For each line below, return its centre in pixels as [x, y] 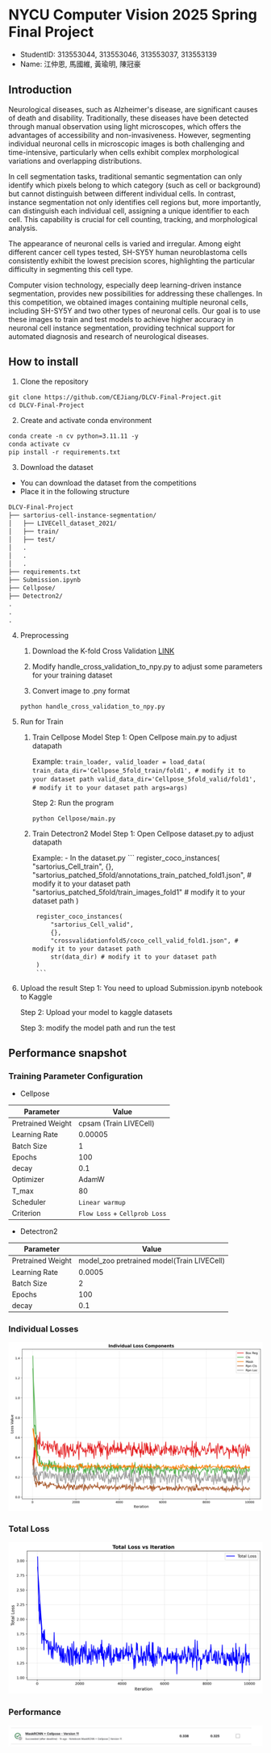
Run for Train [42, 721]
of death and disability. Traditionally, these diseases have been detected [128, 118]
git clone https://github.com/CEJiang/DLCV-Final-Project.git [115, 397]
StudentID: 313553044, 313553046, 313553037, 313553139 [119, 54]
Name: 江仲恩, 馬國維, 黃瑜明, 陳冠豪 [80, 64]
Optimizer [28, 1180]
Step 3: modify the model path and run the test [98, 1028]
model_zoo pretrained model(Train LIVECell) [152, 1260]
